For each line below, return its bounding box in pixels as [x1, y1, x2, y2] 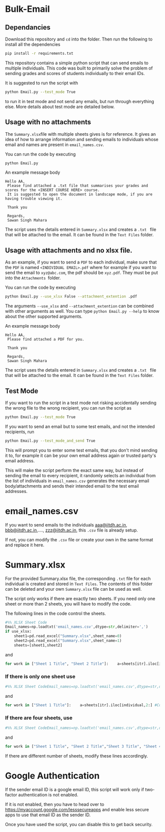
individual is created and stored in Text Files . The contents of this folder [5, 581, 153, 587]
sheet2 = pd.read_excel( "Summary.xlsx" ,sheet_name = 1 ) [14, 638, 122, 643]
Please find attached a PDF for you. [7, 337, 84, 342]
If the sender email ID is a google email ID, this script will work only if [5, 786, 144, 793]
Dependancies [5, 23, 51, 32]
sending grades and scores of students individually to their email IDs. [5, 70, 145, 76]
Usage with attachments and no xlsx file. [5, 246, 133, 255]
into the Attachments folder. [5, 275, 61, 281]
